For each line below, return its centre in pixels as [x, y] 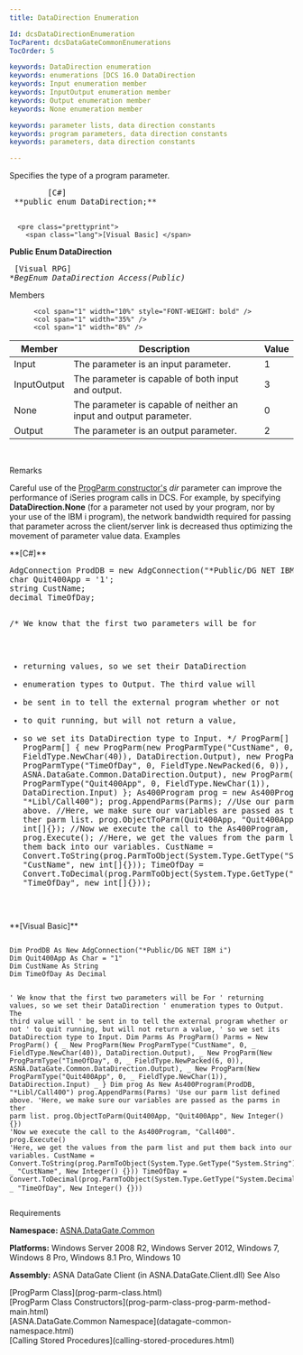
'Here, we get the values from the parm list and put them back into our [151, 1148]
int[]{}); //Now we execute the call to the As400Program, [156, 829]
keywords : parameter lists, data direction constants [113, 125]
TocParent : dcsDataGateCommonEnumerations [90, 42]
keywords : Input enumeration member [78, 84]
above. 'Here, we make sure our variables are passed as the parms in [145, 1101]
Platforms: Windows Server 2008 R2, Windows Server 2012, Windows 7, [144, 1248]
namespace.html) [42, 1331]
